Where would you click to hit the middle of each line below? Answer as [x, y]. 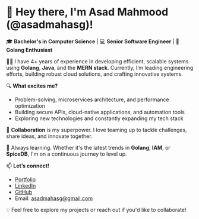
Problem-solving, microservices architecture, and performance [92, 99]
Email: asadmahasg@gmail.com [54, 198]
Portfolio [25, 179]
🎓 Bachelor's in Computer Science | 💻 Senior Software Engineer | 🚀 [93, 41]
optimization [30, 105]
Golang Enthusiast [29, 50]
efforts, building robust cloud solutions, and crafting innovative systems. [94, 74]
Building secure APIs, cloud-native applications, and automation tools [100, 112]
